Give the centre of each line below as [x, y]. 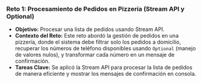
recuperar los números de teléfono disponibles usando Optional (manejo [105, 48]
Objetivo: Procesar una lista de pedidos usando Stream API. [90, 29]
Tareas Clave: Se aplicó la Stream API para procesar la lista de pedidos [104, 67]
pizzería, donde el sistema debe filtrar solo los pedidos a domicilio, [98, 42]
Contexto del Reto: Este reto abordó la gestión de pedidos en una [97, 36]
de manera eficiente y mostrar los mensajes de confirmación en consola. [106, 74]
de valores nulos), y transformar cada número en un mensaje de [95, 55]
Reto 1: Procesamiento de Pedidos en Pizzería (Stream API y [96, 9]
